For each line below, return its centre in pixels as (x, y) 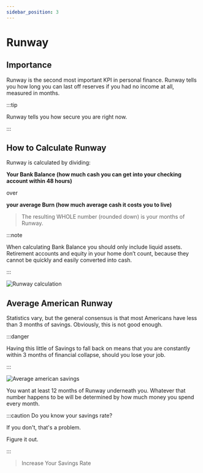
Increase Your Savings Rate (56, 463)
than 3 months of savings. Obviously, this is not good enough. (85, 325)
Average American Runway (59, 303)
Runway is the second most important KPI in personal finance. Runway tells (102, 80)
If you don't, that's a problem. (44, 428)
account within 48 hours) (39, 181)
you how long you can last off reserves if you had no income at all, (90, 86)
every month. (23, 404)
